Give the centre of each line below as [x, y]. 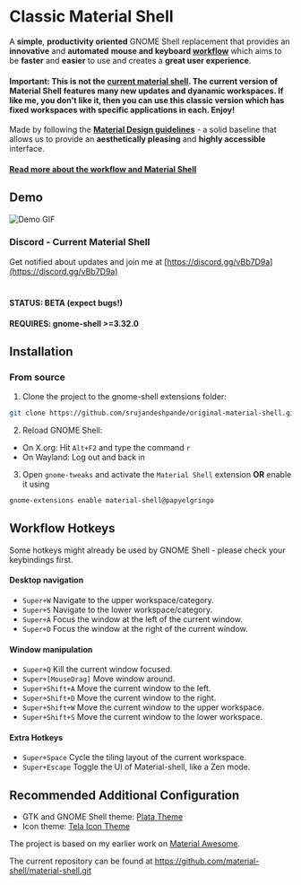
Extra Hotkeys [36, 737]
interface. [27, 149]
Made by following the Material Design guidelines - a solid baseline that [143, 130]
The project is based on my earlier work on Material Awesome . [125, 844]
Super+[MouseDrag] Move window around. [99, 679]
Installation [41, 352]
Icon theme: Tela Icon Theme [76, 827]
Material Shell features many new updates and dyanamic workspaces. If [146, 91]
